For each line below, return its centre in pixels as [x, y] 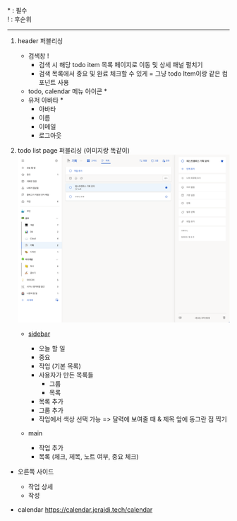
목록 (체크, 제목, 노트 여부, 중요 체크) [89, 456]
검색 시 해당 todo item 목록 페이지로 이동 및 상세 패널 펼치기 [121, 65]
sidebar [39, 334]
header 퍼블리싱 [40, 41]
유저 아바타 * [45, 100]
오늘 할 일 [52, 348]
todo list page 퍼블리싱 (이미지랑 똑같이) [74, 150]
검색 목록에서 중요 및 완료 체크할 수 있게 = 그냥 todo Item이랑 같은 [129, 74]
